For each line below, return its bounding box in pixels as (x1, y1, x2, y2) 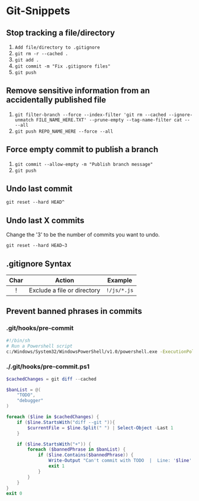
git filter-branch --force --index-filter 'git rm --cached (14, 111, 166, 118)
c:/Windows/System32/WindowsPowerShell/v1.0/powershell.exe (6, 348, 158, 355)
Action (55, 277, 75, 285)
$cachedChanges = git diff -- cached (6, 376, 97, 382)
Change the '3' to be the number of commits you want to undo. (6, 231, 160, 238)
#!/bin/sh (6, 338, 31, 343)
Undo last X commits (6, 215, 85, 226)
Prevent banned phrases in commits (6, 306, 142, 316)
